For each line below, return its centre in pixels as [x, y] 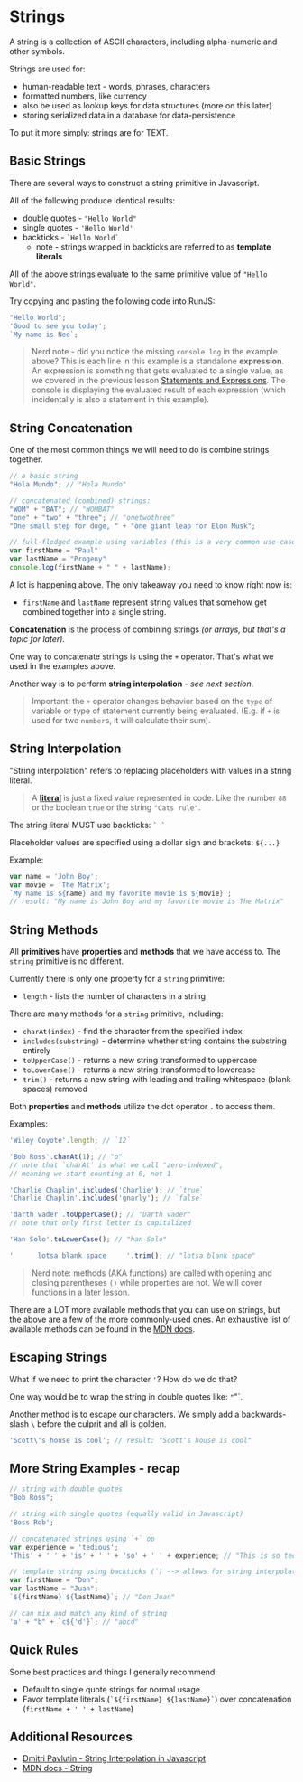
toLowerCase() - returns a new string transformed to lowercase [139, 1070]
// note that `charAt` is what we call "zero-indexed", [116, 1165]
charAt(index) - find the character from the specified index [132, 1032]
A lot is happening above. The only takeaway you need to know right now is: [151, 584]
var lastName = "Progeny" [58, 559]
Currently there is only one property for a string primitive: [117, 979]
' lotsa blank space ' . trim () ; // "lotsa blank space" [133, 1255]
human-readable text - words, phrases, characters [116, 86]
